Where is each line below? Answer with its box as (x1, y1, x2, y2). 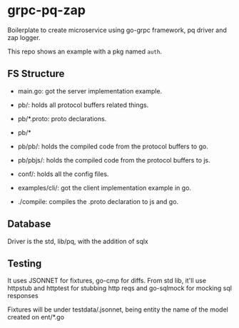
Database (7, 218, 51, 230)
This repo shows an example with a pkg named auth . (7, 47, 163, 56)
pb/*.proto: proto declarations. (17, 114, 107, 123)
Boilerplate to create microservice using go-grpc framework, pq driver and (7, 26, 227, 34)
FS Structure (7, 68, 65, 80)
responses (7, 292, 39, 300)
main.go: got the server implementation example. (17, 86, 163, 95)
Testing (7, 257, 42, 270)
